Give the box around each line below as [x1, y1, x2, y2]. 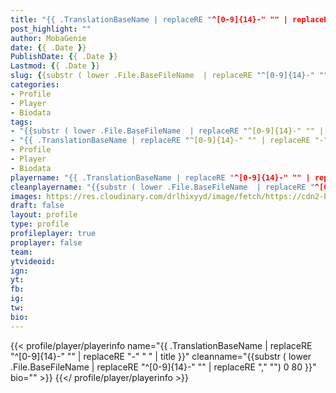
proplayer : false [10, 237, 83, 248]
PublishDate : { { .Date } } [10, 52, 118, 62]
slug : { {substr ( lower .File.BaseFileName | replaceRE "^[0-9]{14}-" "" [10, 71, 329, 81]
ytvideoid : [10, 256, 56, 266]
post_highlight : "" [10, 24, 92, 34]
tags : [10, 117, 33, 127]
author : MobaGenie [10, 33, 87, 43]
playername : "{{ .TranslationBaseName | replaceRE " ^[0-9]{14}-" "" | [10, 172, 311, 183]
